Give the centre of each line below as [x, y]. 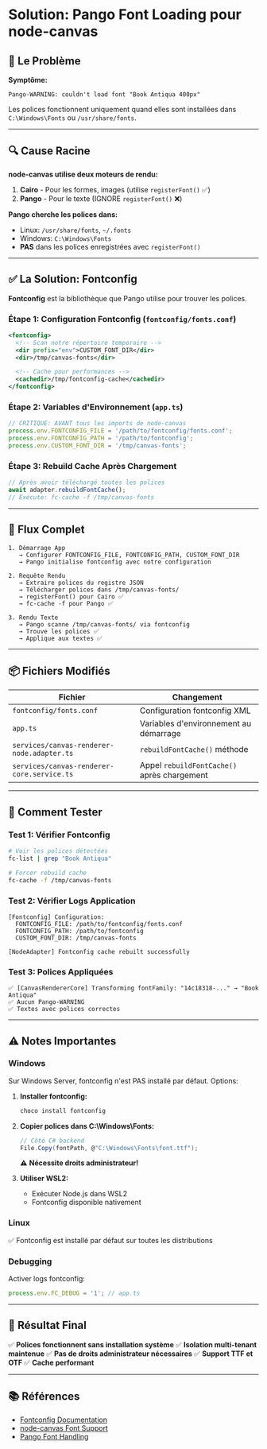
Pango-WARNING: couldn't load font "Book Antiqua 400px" [104, 95]
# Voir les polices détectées [58, 851]
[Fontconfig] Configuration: [56, 917]
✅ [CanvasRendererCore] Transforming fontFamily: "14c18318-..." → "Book [134, 988]
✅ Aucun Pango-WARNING [46, 1002]
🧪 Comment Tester [55, 812]
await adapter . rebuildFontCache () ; [67, 490]
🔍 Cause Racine [49, 151]
